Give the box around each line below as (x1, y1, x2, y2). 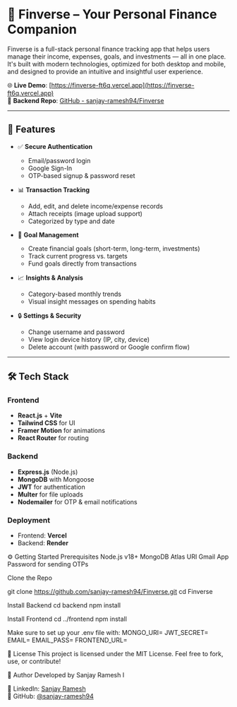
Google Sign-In (28, 164, 73, 172)
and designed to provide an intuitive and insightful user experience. (7, 67, 203, 76)
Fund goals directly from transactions (28, 259, 138, 268)
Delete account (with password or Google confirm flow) (28, 343, 190, 351)
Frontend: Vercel (17, 531, 67, 540)
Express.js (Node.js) (17, 468, 78, 476)
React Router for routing (17, 434, 90, 442)
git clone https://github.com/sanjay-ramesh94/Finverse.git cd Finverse (7, 588, 213, 596)
